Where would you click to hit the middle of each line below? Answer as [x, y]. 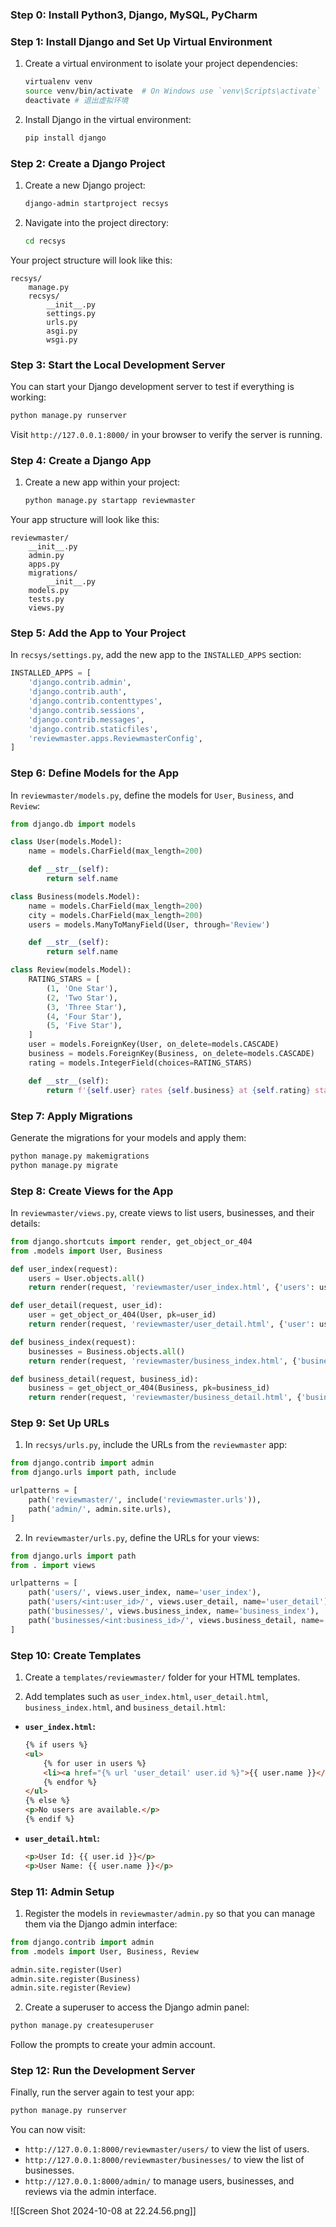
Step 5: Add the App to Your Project [98, 633]
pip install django [65, 138]
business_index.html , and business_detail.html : [125, 1707]
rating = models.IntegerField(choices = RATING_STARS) [140, 1063]
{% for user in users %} [95, 1763]
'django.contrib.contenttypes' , [95, 701]
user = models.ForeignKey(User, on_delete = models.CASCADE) [154, 1044]
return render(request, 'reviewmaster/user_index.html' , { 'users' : [171, 1288]
